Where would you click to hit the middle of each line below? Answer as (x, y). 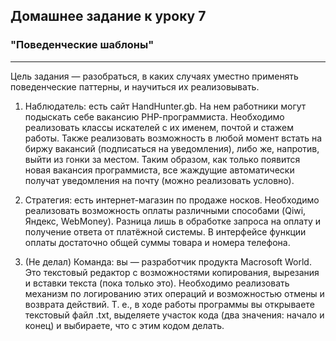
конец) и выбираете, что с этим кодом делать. (124, 325)
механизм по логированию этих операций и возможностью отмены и (174, 293)
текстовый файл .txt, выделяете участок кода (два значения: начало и (174, 315)
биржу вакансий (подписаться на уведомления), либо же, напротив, (172, 148)
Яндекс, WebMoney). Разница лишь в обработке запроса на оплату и (173, 221)
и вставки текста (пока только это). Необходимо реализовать (157, 283)
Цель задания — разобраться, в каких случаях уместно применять (154, 76)
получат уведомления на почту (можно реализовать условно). (159, 180)
